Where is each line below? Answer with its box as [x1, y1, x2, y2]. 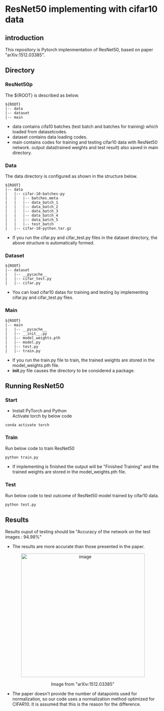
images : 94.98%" [5, 534, 42, 540]
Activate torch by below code [12, 413, 72, 419]
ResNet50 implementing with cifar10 [5, 3, 158, 15]
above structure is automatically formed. [12, 239, 95, 245]
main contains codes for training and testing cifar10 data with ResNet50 [12, 139, 158, 145]
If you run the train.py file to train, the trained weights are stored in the [12, 357, 155, 363]
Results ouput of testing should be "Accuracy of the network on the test [5, 529, 151, 535]
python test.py [5, 502, 36, 507]
